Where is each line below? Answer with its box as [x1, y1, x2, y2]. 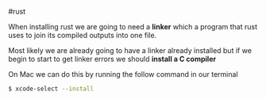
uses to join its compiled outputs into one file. [8, 31, 157, 40]
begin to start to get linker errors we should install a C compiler [8, 55, 217, 63]
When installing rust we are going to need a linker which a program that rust [8, 22, 258, 31]
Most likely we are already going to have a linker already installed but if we [8, 46, 253, 55]
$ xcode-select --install [8, 85, 94, 93]
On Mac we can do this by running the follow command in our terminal [8, 70, 238, 78]
